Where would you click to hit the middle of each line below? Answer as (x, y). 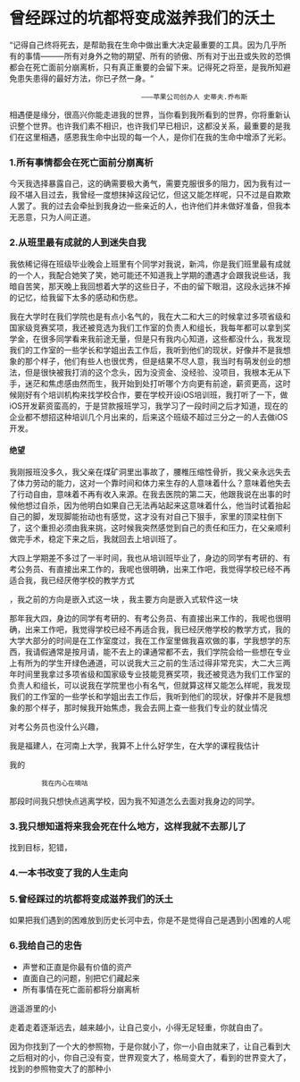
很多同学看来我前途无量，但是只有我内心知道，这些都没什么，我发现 (165, 338)
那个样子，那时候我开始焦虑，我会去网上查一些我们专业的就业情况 (146, 707)
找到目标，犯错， (41, 848)
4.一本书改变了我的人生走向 (69, 873)
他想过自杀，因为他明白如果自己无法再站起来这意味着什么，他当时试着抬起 (154, 505)
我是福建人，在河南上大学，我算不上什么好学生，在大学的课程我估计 (134, 745)
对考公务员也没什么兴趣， (56, 726)
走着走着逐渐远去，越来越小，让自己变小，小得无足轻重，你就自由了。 (138, 1027)
